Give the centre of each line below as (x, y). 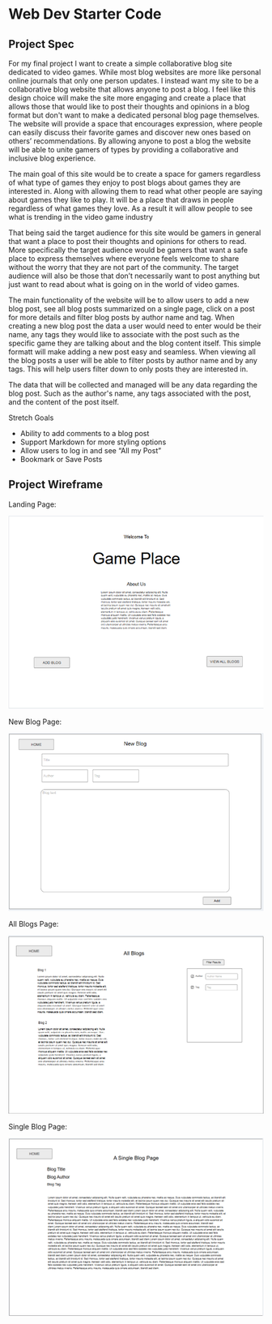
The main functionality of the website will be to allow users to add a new (129, 300)
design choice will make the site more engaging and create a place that (127, 98)
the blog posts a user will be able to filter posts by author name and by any (133, 360)
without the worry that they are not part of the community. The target (123, 267)
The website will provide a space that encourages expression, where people (136, 124)
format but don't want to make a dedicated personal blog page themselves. (134, 115)
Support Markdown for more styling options (93, 442)
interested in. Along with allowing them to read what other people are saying (136, 191)
